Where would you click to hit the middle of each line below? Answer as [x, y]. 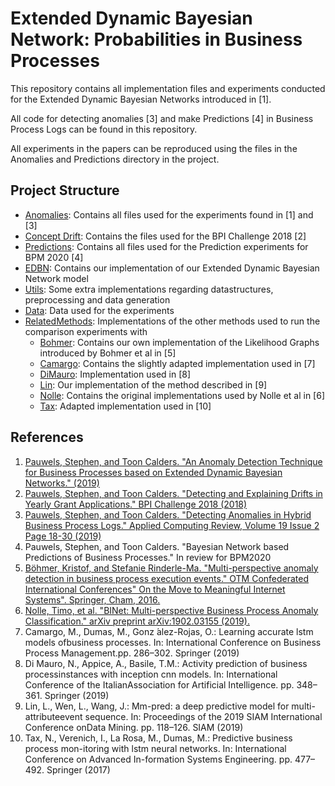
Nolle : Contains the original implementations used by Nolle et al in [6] [182, 395]
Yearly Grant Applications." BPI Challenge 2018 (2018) [136, 504]
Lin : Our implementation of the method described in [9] [153, 384]
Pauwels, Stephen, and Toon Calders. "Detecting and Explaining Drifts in [173, 493]
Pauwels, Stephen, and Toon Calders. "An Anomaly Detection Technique [173, 461]
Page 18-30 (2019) [63, 536]
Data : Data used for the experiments [99, 310]
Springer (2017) [78, 769]
